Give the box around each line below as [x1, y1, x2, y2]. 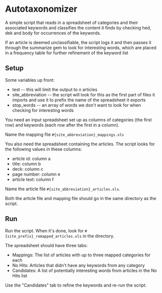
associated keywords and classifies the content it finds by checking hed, [5, 24, 151, 30]
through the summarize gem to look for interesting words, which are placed [5, 45, 157, 50]
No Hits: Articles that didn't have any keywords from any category [12, 262, 145, 268]
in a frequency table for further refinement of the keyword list [5, 50, 128, 56]
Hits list [12, 272, 28, 278]
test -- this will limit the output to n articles [12, 87, 98, 92]
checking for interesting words [12, 107, 74, 113]
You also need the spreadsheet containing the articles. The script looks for [5, 141, 155, 147]
